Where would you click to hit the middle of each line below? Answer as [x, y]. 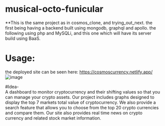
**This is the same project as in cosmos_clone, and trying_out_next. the [79, 23]
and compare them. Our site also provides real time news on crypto [74, 113]
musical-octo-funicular [54, 9]
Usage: [20, 58]
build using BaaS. [23, 38]
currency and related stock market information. [53, 118]
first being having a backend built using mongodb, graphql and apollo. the [81, 28]
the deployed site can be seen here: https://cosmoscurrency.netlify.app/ [79, 72]
